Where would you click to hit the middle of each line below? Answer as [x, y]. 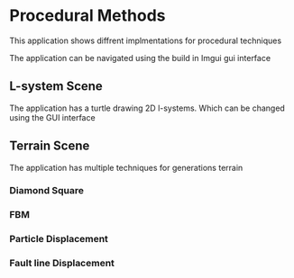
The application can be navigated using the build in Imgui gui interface [140, 58]
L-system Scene [56, 86]
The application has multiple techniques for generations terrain [126, 167]
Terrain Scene [50, 146]
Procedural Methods [87, 16]
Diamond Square [46, 191]
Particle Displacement [59, 239]
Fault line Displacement [62, 264]
